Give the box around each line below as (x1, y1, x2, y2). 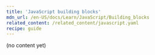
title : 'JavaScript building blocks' (6, 8, 101, 15)
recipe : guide (6, 25, 42, 32)
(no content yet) (6, 42, 46, 49)
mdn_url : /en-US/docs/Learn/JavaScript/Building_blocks (6, 14, 150, 20)
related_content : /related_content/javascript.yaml (6, 20, 139, 26)
